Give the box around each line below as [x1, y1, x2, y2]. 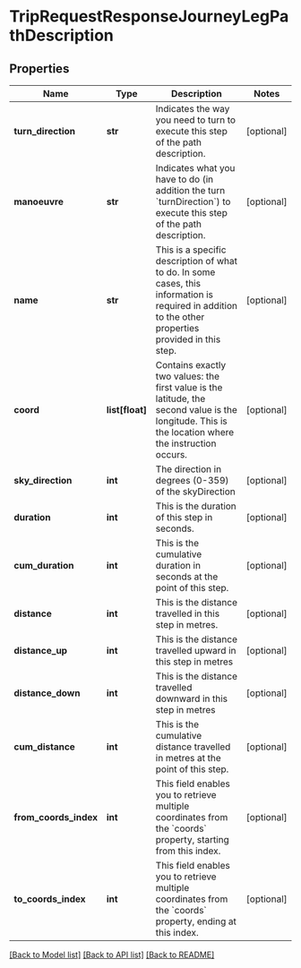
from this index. [155, 844, 221, 857]
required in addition [155, 300, 237, 312]
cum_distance [13, 741, 76, 753]
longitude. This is [155, 415, 228, 427]
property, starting [155, 834, 230, 845]
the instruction [155, 437, 217, 450]
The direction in [155, 463, 222, 475]
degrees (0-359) [155, 475, 229, 486]
